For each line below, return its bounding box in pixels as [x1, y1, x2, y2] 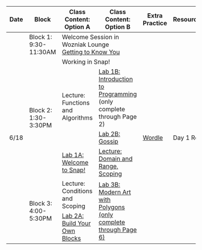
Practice [142, 19, 167, 27]
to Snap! [62, 166, 86, 174]
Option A [64, 23, 91, 31]
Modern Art [98, 188, 131, 196]
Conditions [62, 187, 93, 195]
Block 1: [29, 33, 52, 41]
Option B [105, 23, 131, 31]
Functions [62, 99, 90, 107]
